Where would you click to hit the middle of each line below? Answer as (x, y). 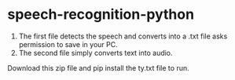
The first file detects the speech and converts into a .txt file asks (123, 36)
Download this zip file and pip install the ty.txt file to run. (98, 67)
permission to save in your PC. (68, 44)
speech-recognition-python (101, 15)
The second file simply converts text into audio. (96, 53)
